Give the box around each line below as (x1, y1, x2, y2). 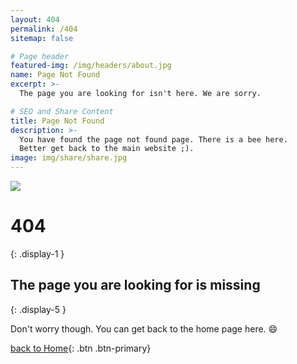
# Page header (10, 51, 70, 61)
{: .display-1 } (10, 247, 65, 260)
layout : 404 (10, 14, 60, 25)
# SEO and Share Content (10, 106, 114, 116)
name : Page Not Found (10, 70, 101, 80)
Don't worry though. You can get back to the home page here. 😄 (10, 322, 278, 335)
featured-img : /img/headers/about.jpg (10, 61, 172, 71)
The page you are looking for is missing (10, 277, 261, 294)
